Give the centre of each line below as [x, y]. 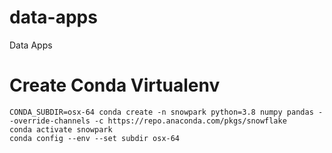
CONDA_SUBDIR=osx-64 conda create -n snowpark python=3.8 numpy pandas [161, 112]
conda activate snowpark [61, 129]
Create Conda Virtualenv [115, 85]
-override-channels [50, 121]
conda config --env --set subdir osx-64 [95, 138]
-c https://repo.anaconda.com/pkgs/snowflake [190, 121]
